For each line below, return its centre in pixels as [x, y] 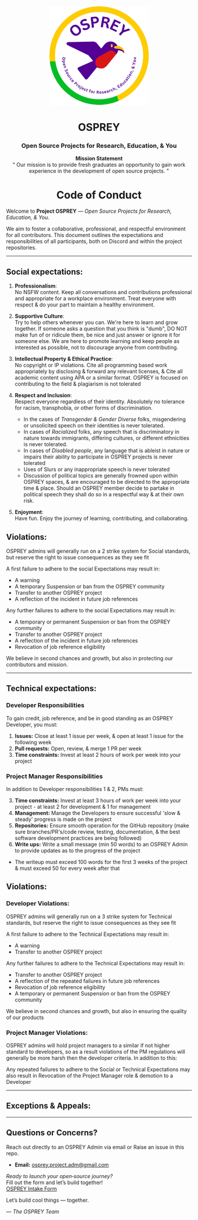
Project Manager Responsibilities [55, 776]
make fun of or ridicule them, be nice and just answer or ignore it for [98, 335]
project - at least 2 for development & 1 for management [82, 807]
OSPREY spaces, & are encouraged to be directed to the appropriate [106, 482]
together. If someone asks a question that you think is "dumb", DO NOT [101, 329]
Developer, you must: [32, 724]
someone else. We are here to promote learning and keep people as [97, 341]
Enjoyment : [29, 512]
